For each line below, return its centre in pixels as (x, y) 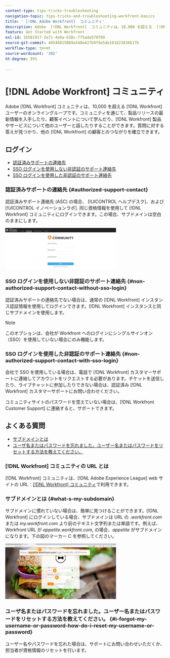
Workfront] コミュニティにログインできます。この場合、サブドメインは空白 (83, 214)
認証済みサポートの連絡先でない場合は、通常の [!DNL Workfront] (73, 300)
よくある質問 (25, 426)
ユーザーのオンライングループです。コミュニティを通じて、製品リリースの (82, 113)
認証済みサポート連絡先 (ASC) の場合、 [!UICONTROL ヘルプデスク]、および (85, 202)
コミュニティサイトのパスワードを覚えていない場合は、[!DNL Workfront (80, 402)
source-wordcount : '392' (31, 53)
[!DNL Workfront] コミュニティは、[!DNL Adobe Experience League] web (81, 478)
